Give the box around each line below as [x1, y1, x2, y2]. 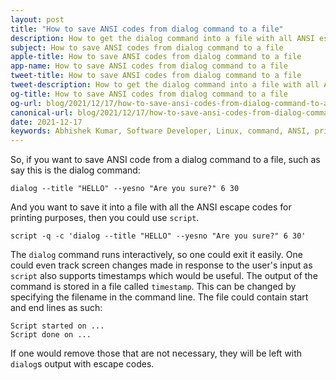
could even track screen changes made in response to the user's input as [10, 259, 313, 271]
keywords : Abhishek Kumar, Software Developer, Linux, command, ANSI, [10, 126, 311, 136]
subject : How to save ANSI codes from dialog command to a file [10, 42, 284, 53]
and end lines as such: [10, 302, 103, 314]
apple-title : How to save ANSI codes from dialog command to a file [10, 52, 302, 62]
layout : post [10, 14, 65, 25]
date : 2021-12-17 [10, 117, 83, 127]
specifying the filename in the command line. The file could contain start [10, 291, 309, 303]
